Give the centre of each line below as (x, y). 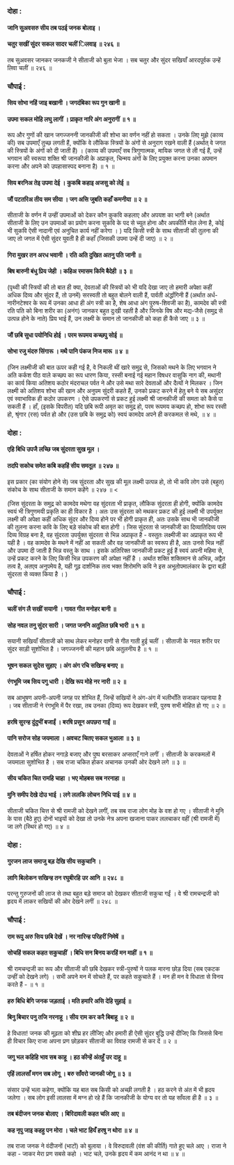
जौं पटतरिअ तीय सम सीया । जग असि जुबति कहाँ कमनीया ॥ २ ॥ (77, 199)
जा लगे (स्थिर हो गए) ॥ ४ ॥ (38, 826)
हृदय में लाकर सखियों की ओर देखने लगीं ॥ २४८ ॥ (63, 902)
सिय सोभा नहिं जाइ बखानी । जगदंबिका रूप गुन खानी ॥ (66, 103)
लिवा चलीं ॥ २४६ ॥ (30, 68)
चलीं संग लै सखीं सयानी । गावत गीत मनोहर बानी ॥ (62, 609)
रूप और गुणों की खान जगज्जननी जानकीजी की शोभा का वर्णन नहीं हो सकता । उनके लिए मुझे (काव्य (115, 135)
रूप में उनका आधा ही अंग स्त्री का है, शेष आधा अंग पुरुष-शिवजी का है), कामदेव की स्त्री (133, 303)
